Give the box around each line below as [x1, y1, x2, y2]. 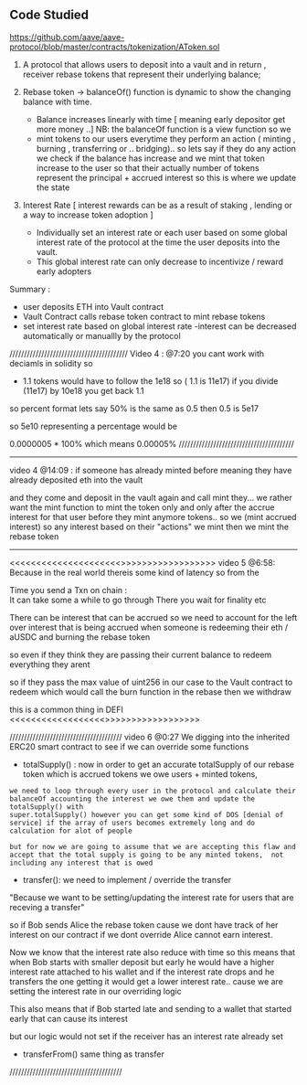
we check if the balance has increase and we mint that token [36, 153, 265, 164]
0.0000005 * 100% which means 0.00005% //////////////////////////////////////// [9, 438, 295, 449]
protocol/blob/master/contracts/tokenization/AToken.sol [9, 41, 220, 52]
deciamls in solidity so [9, 357, 93, 368]
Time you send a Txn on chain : [9, 584, 128, 595]
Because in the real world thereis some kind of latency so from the [9, 567, 259, 578]
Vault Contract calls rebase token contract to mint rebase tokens [22, 311, 266, 322]
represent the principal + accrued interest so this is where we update [36, 172, 297, 183]
